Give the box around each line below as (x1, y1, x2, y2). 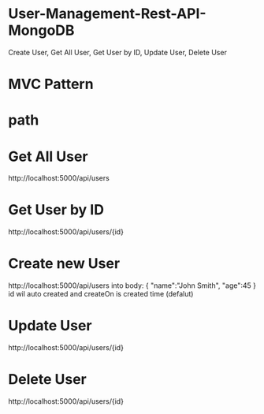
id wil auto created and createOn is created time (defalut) (8, 289, 194, 299)
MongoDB (8, 21, 75, 39)
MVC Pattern (8, 76, 94, 93)
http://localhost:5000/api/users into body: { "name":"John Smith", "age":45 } (8, 281, 257, 290)
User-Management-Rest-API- (8, 5, 206, 23)
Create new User (8, 255, 121, 273)
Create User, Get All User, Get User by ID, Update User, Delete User (8, 47, 227, 57)
